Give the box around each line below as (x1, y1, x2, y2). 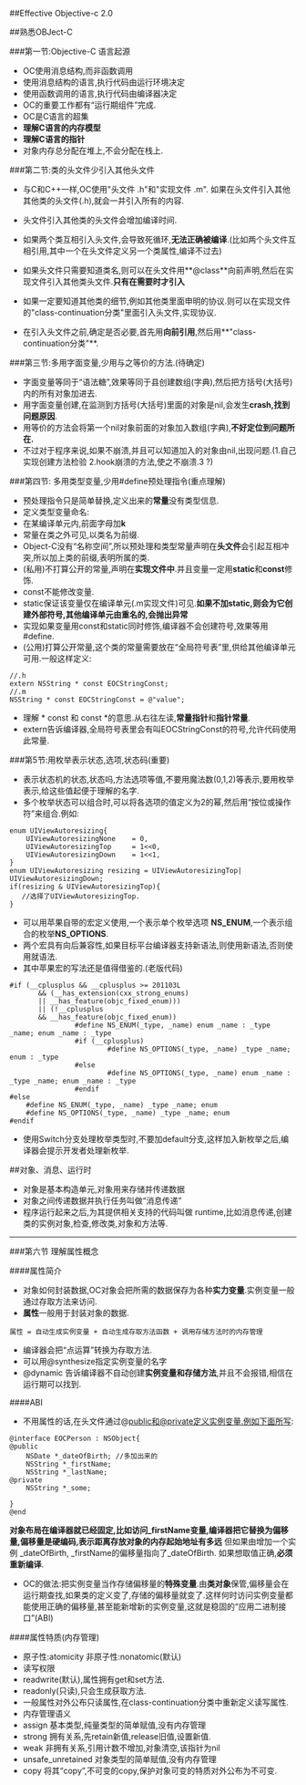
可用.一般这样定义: (22, 653, 92, 664)
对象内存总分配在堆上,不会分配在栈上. (22, 145, 164, 156)
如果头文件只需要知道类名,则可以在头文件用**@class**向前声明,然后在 (22, 265, 287, 275)
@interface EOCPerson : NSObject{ (9, 1434, 141, 1443)
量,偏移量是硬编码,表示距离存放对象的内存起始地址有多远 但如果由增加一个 (9, 1536, 289, 1547)
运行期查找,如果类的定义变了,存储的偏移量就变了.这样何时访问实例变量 (22, 1590, 285, 1600)
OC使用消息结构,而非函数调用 (22, 66, 134, 76)
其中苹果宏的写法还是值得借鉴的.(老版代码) (22, 962, 184, 973)
